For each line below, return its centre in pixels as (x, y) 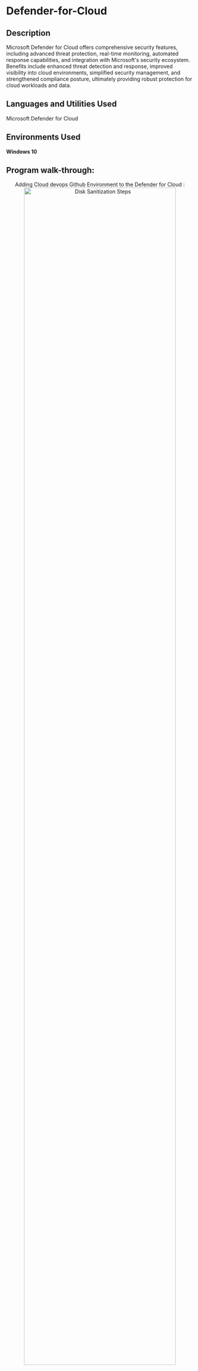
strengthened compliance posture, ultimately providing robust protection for (99, 79)
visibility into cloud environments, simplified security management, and (93, 72)
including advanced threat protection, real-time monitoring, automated (92, 54)
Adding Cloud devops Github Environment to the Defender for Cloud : (100, 185)
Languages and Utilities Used (62, 104)
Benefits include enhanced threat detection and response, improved (89, 66)
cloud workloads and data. (39, 85)
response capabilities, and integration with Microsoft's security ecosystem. (98, 60)
